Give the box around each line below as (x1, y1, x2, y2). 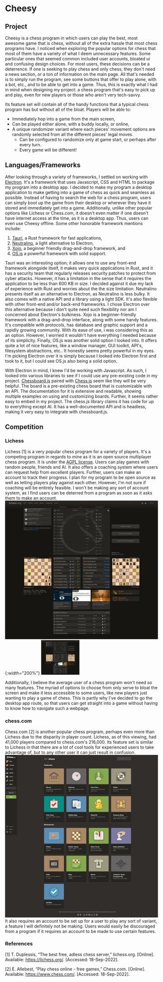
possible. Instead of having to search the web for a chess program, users (5, 194, 151, 200)
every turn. (19, 142, 42, 147)
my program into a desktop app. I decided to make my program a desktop (5, 184, 152, 190)
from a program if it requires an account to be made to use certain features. (5, 928, 156, 934)
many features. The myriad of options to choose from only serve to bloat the (5, 685, 158, 691)
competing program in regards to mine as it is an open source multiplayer (5, 454, 152, 459)
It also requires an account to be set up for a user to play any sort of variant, (5, 918, 157, 924)
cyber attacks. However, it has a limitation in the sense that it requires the (5, 275, 152, 281)
